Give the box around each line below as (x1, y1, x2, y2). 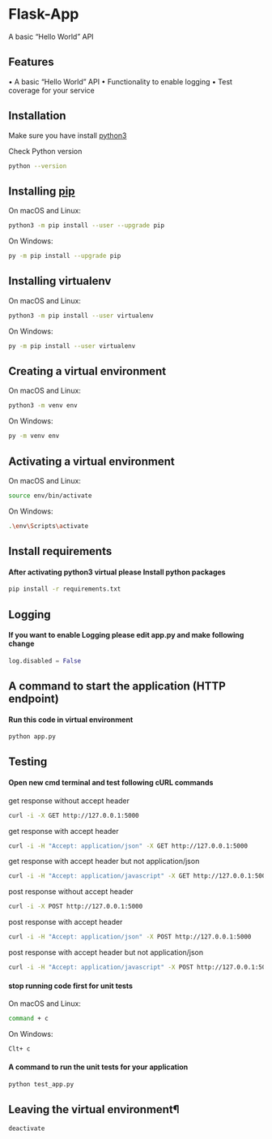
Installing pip (8, 184, 75, 198)
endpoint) (8, 692, 59, 706)
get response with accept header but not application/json (8, 857, 200, 866)
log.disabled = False (8, 656, 82, 665)
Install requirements (8, 544, 113, 558)
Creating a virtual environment (8, 364, 167, 378)
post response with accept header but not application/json (8, 948, 204, 957)
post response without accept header (8, 887, 134, 896)
